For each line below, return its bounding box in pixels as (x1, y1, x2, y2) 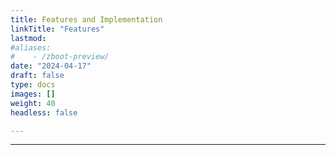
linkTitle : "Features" (10, 24, 105, 34)
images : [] (10, 89, 56, 99)
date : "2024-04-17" (10, 61, 92, 71)
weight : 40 (10, 98, 56, 108)
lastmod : (10, 33, 47, 43)
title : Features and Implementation (10, 14, 163, 25)
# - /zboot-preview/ (10, 52, 110, 62)
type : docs (10, 80, 56, 90)
